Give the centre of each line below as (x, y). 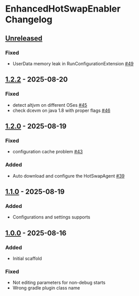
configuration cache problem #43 (48, 152)
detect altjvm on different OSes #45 (50, 105)
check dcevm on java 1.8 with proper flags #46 (61, 110)
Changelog (29, 19)
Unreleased (24, 38)
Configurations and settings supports (51, 217)
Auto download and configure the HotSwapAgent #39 (68, 176)
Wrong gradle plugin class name (46, 288)
